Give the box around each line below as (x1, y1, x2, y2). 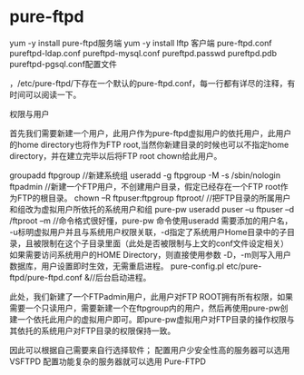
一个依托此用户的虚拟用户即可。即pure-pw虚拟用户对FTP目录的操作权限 (16, 313, 288, 324)
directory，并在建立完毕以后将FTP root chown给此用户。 (9, 150, 222, 161)
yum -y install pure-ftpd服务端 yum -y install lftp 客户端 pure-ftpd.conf (9, 37, 272, 48)
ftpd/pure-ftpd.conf (9, 271, 83, 282)
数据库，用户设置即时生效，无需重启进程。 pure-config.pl (9, 261, 225, 271)
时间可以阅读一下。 (9, 89, 82, 100)
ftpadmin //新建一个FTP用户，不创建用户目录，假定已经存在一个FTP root (9, 181, 281, 192)
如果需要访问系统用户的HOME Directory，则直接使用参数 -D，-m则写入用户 (9, 249, 292, 260)
